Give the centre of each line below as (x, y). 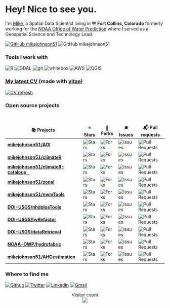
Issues (126, 134)
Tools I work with (27, 57)
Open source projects (32, 106)
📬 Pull (150, 127)
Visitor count (85, 295)
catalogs (17, 172)
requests (151, 134)
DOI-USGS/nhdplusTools (34, 207)
